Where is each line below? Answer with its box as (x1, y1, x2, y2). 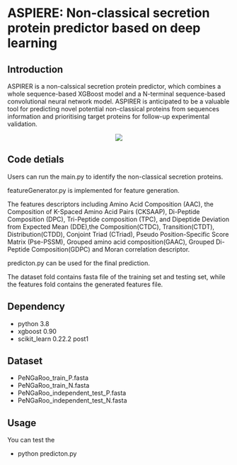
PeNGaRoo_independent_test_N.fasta (17, 396, 127, 405)
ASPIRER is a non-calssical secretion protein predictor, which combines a (7, 82, 221, 90)
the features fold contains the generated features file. (7, 280, 163, 288)
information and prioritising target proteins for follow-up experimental (7, 112, 210, 121)
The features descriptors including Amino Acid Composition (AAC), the (7, 200, 214, 208)
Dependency (7, 301, 65, 313)
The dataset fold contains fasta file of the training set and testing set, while (7, 272, 226, 281)
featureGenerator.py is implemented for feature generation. (7, 186, 180, 194)
